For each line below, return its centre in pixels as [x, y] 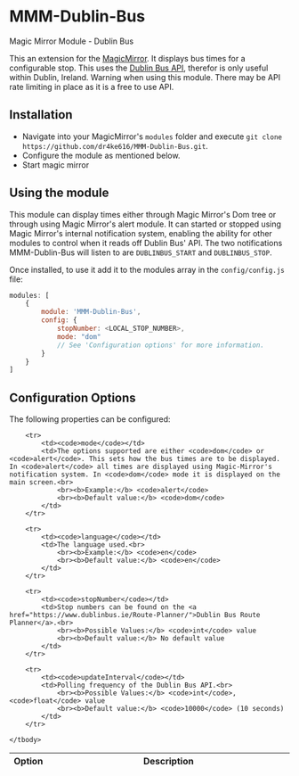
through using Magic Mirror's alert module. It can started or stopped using [145, 224]
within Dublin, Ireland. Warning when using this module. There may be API [145, 77]
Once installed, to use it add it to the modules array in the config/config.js [147, 269]
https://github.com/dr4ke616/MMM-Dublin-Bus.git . [115, 145]
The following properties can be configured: [90, 419]
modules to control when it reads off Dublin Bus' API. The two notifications [146, 243]
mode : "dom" [79, 336]
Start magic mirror [56, 165]
